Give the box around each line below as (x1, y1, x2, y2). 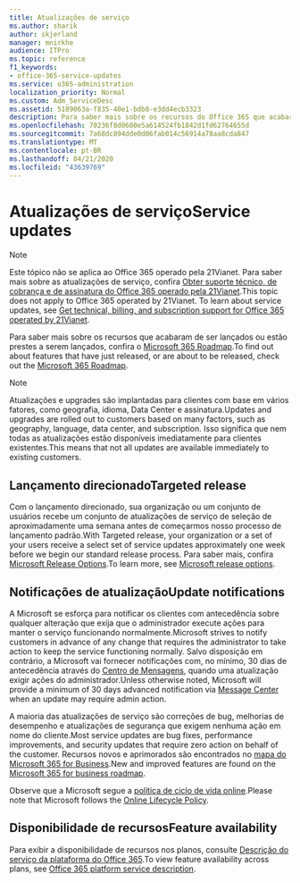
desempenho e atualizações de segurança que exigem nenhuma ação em (9, 720, 281, 731)
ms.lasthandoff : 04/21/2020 (9, 154, 114, 164)
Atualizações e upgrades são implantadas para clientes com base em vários (9, 395, 289, 406)
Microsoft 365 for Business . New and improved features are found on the (9, 758, 277, 769)
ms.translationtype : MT (9, 138, 98, 147)
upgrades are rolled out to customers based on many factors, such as (9, 414, 266, 425)
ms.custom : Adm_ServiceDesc (9, 96, 114, 105)
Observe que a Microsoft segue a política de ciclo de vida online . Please (9, 785, 273, 795)
